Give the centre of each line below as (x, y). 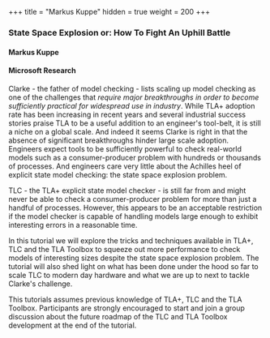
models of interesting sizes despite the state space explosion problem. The (134, 258)
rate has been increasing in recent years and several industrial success (127, 114)
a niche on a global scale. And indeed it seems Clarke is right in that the (128, 131)
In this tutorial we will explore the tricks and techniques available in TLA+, (131, 240)
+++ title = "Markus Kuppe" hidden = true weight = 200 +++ (109, 12)
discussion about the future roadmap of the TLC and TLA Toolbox (118, 316)
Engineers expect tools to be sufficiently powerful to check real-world (125, 148)
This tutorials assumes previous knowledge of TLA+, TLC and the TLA (125, 299)
